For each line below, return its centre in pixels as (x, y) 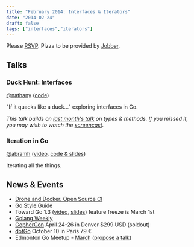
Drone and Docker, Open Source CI (59, 199)
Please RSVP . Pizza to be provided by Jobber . (63, 46)
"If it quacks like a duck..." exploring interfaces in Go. (72, 107)
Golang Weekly (34, 219)
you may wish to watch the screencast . (55, 125)
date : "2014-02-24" (31, 18)
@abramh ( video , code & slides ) (46, 154)
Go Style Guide (34, 205)
